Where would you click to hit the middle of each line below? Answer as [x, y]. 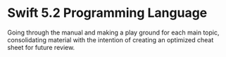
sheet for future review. [41, 47]
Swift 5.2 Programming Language [107, 13]
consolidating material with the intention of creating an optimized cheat [111, 39]
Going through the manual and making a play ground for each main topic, [113, 32]
